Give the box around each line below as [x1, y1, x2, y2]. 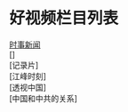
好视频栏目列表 [9, 8, 119, 28]
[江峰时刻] [9, 70, 47, 81]
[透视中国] [9, 82, 47, 92]
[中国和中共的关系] [9, 92, 78, 103]
